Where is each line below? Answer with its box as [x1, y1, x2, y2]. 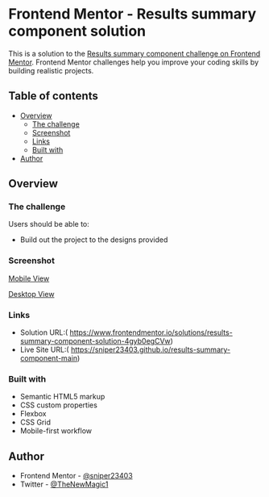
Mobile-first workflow [19, 426, 93, 436]
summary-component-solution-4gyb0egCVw [19, 336, 171, 346]
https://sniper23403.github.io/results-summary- [71, 345, 231, 355]
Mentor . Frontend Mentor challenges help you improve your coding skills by [8, 57, 259, 67]
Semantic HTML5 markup [19, 392, 106, 402]
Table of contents [8, 90, 98, 103]
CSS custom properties [19, 400, 98, 410]
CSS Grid [19, 417, 51, 428]
